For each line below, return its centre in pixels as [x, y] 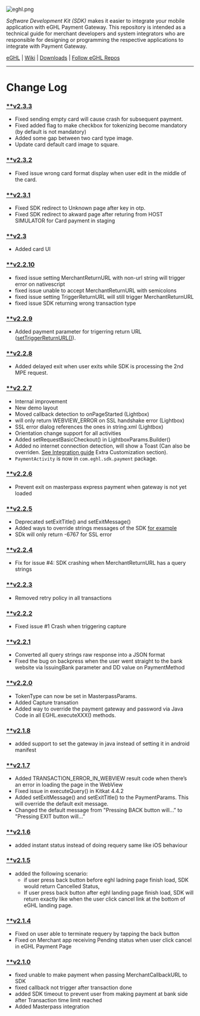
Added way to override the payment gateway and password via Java [99, 709]
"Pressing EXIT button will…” [50, 816]
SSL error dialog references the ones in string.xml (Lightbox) [89, 427]
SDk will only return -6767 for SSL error [63, 534]
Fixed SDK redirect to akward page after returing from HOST [89, 215]
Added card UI [32, 249]
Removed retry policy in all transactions [63, 598]
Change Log [37, 88]
